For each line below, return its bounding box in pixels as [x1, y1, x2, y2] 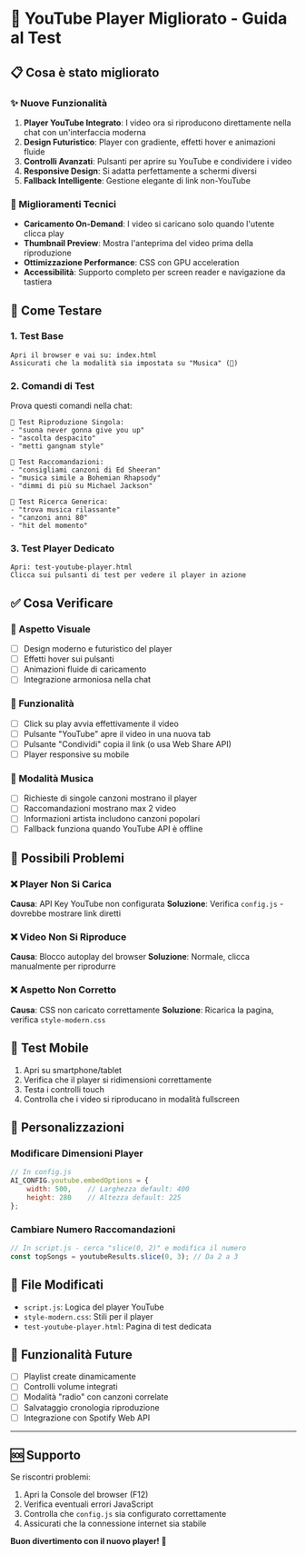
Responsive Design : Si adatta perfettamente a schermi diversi [23, 165, 257, 176]
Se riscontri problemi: [10, 1471, 92, 1482]
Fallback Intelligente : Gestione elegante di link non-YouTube [23, 174, 251, 185]
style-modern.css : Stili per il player [23, 1311, 153, 1321]
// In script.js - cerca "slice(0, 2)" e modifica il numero [10, 1243, 247, 1252]
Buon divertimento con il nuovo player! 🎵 [10, 1536, 167, 1547]
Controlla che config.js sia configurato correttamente [23, 1509, 227, 1520]
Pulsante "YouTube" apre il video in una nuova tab [23, 728, 212, 739]
